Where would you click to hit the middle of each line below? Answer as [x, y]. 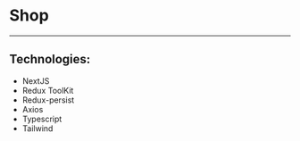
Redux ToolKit [48, 90]
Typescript [42, 119]
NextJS [36, 80]
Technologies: [50, 59]
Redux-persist [48, 100]
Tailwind [37, 128]
